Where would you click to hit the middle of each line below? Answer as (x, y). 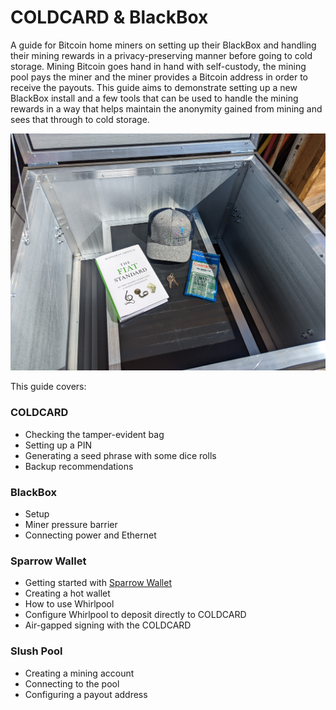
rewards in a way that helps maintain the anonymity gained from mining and (166, 108)
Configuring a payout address (86, 694)
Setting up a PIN (58, 445)
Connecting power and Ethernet (90, 535)
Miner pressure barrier (71, 524)
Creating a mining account (79, 673)
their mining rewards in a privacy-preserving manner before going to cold (161, 55)
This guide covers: (48, 387)
